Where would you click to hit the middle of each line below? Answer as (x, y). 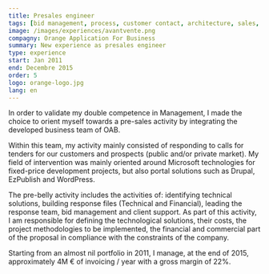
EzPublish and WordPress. (52, 179)
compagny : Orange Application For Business (82, 38)
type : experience (37, 53)
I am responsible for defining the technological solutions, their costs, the (127, 220)
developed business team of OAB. (64, 130)
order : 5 (23, 75)
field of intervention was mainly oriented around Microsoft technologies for (132, 163)
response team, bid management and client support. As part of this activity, (133, 212)
